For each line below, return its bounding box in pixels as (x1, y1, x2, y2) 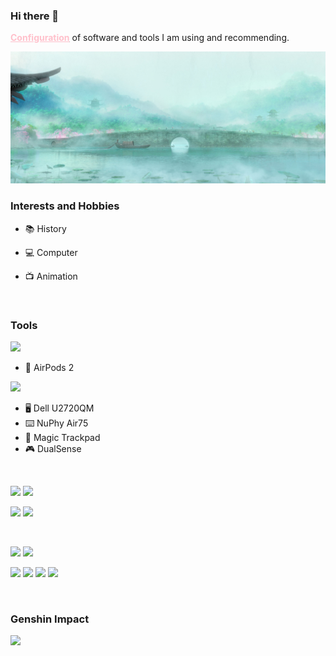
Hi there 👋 (10, 9, 60, 23)
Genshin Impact (10, 612, 90, 626)
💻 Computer (24, 246, 78, 258)
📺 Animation (24, 270, 78, 282)
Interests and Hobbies (10, 199, 120, 213)
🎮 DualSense (24, 443, 82, 455)
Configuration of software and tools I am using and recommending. (10, 32, 290, 44)
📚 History (24, 222, 67, 234)
